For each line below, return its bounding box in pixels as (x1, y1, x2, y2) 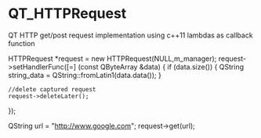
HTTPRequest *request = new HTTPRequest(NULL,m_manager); (8, 54, 217, 63)
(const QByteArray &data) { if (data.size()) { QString (78, 62, 245, 71)
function (8, 38, 35, 48)
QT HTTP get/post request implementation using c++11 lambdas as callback (8, 30, 253, 40)
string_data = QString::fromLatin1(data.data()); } (8, 70, 162, 80)
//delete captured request (8, 85, 96, 94)
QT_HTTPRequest (8, 5, 127, 23)
